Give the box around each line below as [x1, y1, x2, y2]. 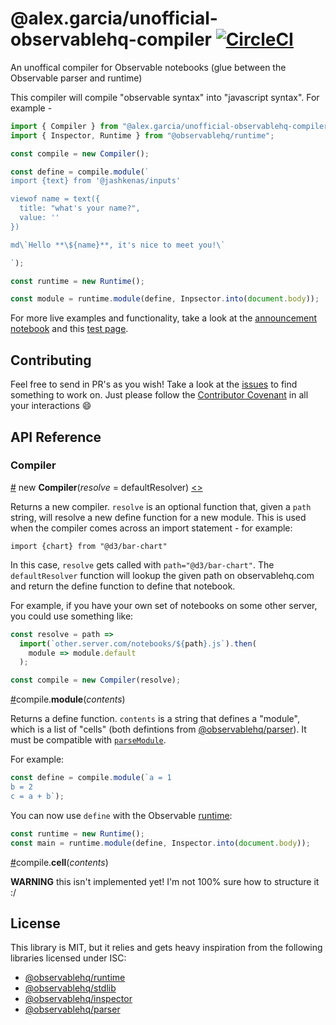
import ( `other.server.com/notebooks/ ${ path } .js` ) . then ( [19, 638, 257, 649]
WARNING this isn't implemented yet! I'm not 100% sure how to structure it [10, 875, 320, 887]
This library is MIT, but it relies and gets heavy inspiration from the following [10, 942, 323, 954]
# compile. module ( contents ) [10, 693, 126, 706]
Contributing [10, 352, 92, 369]
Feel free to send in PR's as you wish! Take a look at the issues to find [10, 378, 298, 391]
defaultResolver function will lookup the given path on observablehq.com [10, 569, 315, 581]
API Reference [10, 428, 102, 446]
